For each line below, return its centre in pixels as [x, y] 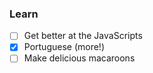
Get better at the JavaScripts [83, 36]
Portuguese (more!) [64, 47]
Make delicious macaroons [79, 58]
